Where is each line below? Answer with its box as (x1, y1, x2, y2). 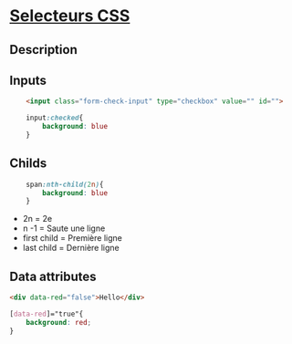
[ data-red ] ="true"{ (9, 309, 84, 319)
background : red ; (26, 318, 92, 327)
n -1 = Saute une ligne (22, 223, 106, 234)
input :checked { (26, 113, 84, 123)
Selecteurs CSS (9, 5, 130, 26)
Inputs (9, 72, 47, 88)
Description (9, 42, 78, 57)
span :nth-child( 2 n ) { (26, 180, 104, 189)
